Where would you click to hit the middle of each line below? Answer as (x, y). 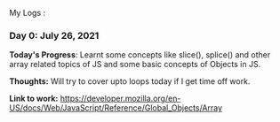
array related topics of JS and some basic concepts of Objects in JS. (135, 65)
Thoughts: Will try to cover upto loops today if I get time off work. (130, 81)
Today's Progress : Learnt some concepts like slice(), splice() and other (140, 55)
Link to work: (34, 99)
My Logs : (28, 13)
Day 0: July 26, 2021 (54, 35)
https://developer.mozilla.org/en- (120, 99)
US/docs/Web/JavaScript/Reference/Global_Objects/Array (116, 108)
